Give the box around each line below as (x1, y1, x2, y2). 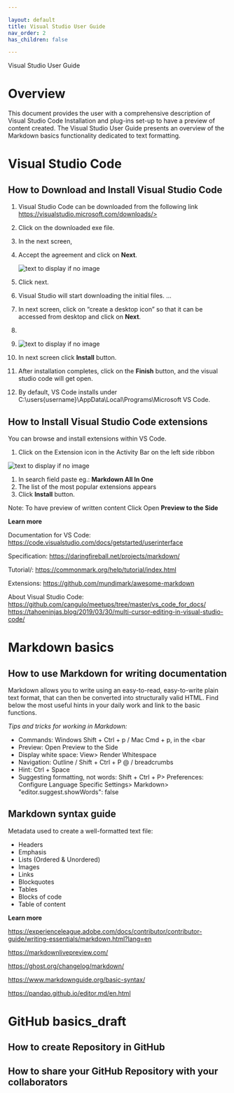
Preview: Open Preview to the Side (18, 743, 118, 751)
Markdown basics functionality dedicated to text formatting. (8, 131, 181, 140)
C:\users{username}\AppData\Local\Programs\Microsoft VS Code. (18, 396, 211, 404)
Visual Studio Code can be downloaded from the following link (18, 203, 198, 211)
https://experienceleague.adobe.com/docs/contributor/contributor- (8, 927, 202, 935)
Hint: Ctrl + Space (18, 765, 70, 774)
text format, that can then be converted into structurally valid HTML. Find (8, 694, 219, 702)
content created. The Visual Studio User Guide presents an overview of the (8, 124, 225, 133)
